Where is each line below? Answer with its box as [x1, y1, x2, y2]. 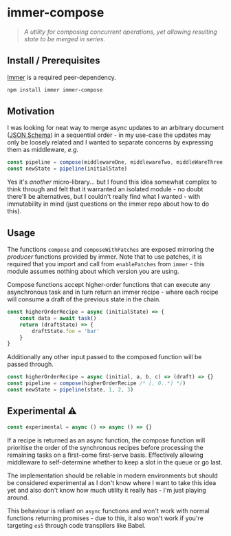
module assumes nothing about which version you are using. [7, 267, 179, 275]
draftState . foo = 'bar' [32, 328, 100, 334]
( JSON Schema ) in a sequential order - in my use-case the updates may [7, 131, 212, 139]
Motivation [7, 105, 55, 118]
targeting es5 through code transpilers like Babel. [7, 521, 146, 529]
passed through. [7, 360, 54, 369]
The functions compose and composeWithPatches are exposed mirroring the [7, 246, 214, 253]
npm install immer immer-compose [7, 86, 103, 94]
